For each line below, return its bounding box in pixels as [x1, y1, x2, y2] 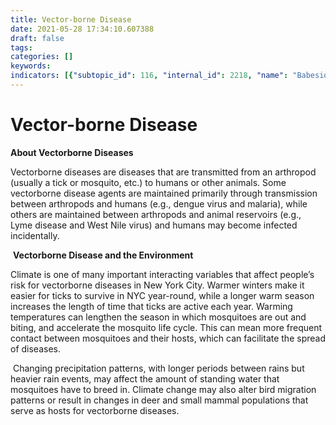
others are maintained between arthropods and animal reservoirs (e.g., [10, 208, 302, 220]
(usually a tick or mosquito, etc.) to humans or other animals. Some [10, 176, 287, 188]
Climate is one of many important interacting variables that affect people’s [10, 268, 315, 280]
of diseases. [10, 342, 62, 355]
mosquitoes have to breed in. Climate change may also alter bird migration [10, 383, 317, 395]
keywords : [10, 61, 52, 71]
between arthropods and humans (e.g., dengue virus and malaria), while [10, 197, 308, 210]
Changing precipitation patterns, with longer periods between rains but [12, 362, 305, 374]
